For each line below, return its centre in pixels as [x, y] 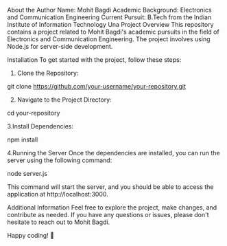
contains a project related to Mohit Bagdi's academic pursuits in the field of [113, 32]
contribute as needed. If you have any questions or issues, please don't [108, 215]
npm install [23, 139]
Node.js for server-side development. [60, 46]
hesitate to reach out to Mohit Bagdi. [59, 222]
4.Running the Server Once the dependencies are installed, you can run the [114, 153]
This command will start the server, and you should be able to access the [110, 187]
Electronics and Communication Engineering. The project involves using [109, 39]
